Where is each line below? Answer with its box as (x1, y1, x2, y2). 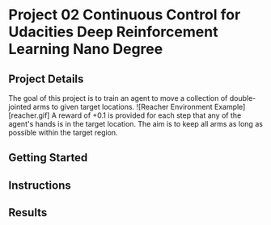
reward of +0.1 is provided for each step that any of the (57, 110, 242, 120)
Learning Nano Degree (8, 40, 163, 58)
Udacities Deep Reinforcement (8, 23, 218, 41)
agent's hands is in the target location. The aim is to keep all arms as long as (8, 119, 263, 128)
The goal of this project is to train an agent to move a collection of (8, 94, 228, 102)
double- (229, 94, 256, 102)
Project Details (8, 72, 84, 85)
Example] (214, 102, 246, 111)
